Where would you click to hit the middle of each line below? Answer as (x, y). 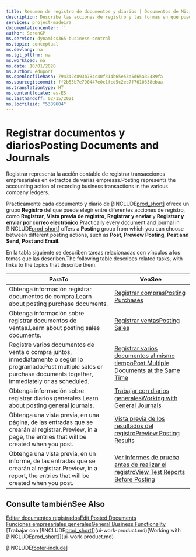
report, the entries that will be (49, 476)
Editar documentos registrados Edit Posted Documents (71, 518)
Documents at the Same (147, 370)
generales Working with (146, 398)
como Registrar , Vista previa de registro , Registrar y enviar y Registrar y (95, 216)
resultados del (134, 426)
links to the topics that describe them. (52, 265)
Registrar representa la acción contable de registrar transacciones (85, 174)
